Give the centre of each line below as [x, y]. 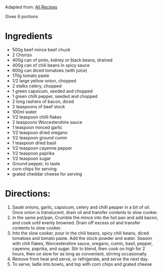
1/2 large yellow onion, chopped [44, 80]
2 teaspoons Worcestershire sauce [47, 122]
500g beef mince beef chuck [41, 49]
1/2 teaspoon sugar [31, 158]
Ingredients [29, 36]
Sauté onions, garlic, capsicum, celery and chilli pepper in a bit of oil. [81, 207]
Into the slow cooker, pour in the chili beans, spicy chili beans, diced [81, 233]
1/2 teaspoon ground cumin [39, 137]
